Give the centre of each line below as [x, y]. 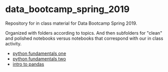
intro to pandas [28, 64]
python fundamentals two [39, 58]
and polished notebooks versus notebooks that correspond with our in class [84, 38]
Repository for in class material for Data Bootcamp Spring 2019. [71, 23]
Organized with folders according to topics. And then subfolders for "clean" [84, 33]
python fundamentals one [39, 53]
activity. [13, 43]
